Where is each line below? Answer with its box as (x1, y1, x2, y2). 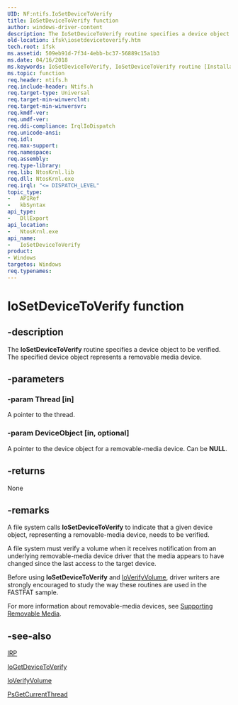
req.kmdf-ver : (7, 109, 50, 116)
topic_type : (7, 189, 42, 196)
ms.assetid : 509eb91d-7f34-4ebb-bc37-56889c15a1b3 (7, 50, 160, 57)
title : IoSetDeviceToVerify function (7, 17, 119, 24)
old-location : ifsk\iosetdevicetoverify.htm (7, 37, 141, 44)
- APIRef (7, 195, 40, 202)
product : (7, 248, 33, 255)
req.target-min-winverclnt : (7, 96, 91, 104)
